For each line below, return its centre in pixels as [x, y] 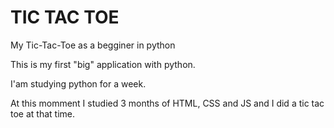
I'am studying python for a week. [78, 83]
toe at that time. [42, 113]
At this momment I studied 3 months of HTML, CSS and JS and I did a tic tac [167, 103]
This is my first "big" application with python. [103, 64]
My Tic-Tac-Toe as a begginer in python [93, 45]
